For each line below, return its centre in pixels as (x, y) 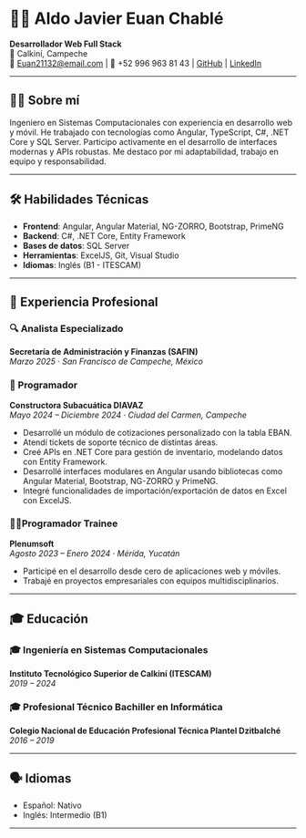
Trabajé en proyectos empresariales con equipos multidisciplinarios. (151, 580)
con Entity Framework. (65, 461)
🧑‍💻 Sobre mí (45, 101)
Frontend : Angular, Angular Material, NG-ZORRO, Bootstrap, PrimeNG (153, 226)
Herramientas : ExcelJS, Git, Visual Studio (101, 255)
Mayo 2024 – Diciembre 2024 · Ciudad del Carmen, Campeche (128, 415)
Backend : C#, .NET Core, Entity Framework (104, 235)
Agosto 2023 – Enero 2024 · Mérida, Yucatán (95, 553)
